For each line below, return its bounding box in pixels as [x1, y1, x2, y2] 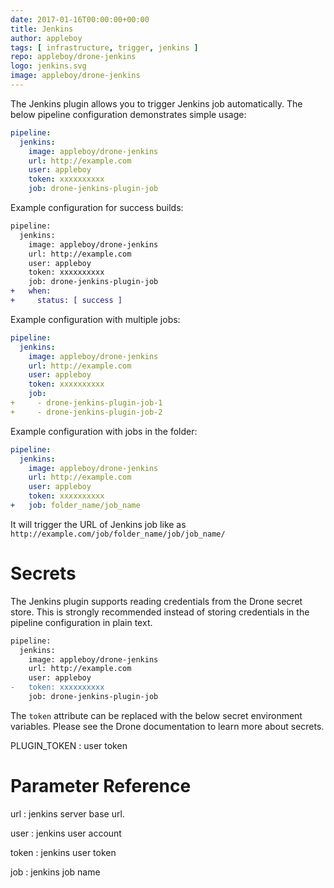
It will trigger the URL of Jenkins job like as [10, 518, 187, 530]
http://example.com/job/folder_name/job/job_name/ [10, 529, 226, 539]
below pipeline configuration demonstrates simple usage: [10, 108, 247, 120]
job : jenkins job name [10, 866, 101, 878]
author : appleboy [10, 33, 83, 43]
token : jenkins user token [10, 846, 117, 858]
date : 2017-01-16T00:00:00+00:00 [10, 14, 150, 25]
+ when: [10, 286, 52, 296]
